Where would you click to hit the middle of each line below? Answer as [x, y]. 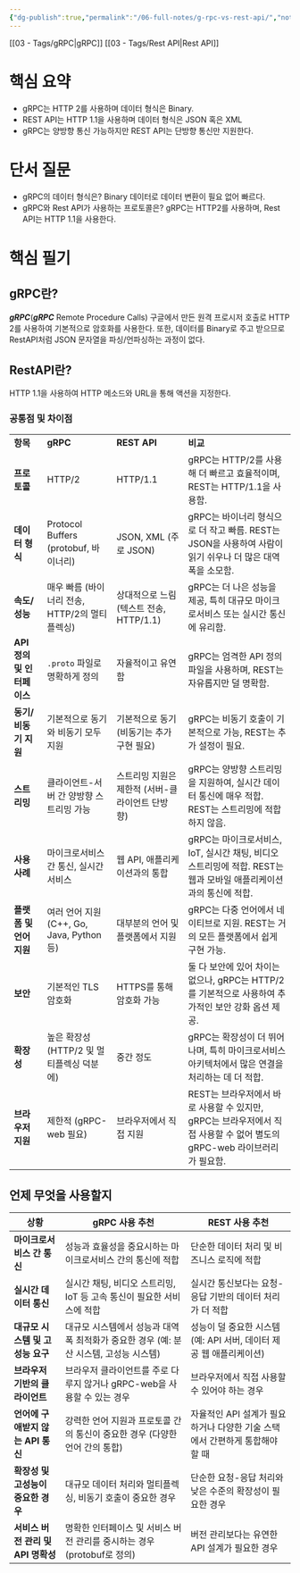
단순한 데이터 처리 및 [231, 1247]
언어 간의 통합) [94, 1448]
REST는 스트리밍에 [225, 809]
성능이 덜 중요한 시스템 [235, 1327]
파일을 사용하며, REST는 [236, 669]
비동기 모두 [79, 732]
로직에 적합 [239, 1260]
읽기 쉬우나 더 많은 [225, 556]
